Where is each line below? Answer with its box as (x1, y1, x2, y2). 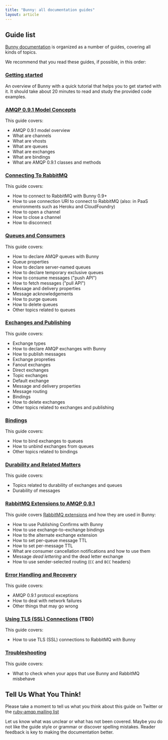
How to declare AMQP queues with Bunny (12, 253, 99, 259)
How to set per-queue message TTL (12, 537, 87, 543)
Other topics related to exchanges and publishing (12, 404, 114, 410)
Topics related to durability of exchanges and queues (12, 482, 122, 488)
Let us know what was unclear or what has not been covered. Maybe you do (5, 718, 162, 724)
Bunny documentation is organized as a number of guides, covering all (5, 44, 151, 50)
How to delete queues (12, 301, 58, 307)
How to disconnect (12, 219, 51, 226)
